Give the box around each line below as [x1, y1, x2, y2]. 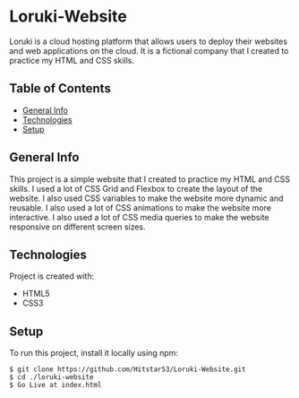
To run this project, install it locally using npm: [9, 348, 179, 359]
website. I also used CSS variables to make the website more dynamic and [9, 193, 284, 203]
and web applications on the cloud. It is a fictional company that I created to [9, 45, 289, 56]
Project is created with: [9, 271, 95, 281]
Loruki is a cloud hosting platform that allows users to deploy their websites [9, 36, 288, 47]
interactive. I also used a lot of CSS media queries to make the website [9, 212, 269, 222]
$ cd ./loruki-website [9, 373, 94, 382]
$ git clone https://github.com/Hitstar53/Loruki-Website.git [9, 365, 246, 374]
